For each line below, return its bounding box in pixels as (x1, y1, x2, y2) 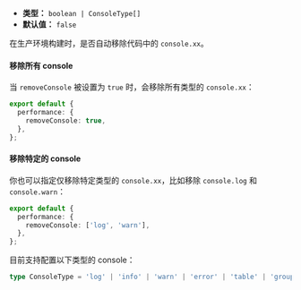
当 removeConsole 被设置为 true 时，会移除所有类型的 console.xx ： (9, 81, 254, 92)
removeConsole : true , (25, 115, 106, 125)
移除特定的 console (9, 153, 82, 164)
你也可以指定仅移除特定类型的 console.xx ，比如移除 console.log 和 (9, 175, 258, 185)
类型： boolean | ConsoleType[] (21, 8, 142, 18)
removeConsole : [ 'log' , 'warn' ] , (25, 220, 150, 230)
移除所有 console (9, 60, 73, 71)
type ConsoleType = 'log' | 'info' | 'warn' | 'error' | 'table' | (9, 272, 267, 282)
